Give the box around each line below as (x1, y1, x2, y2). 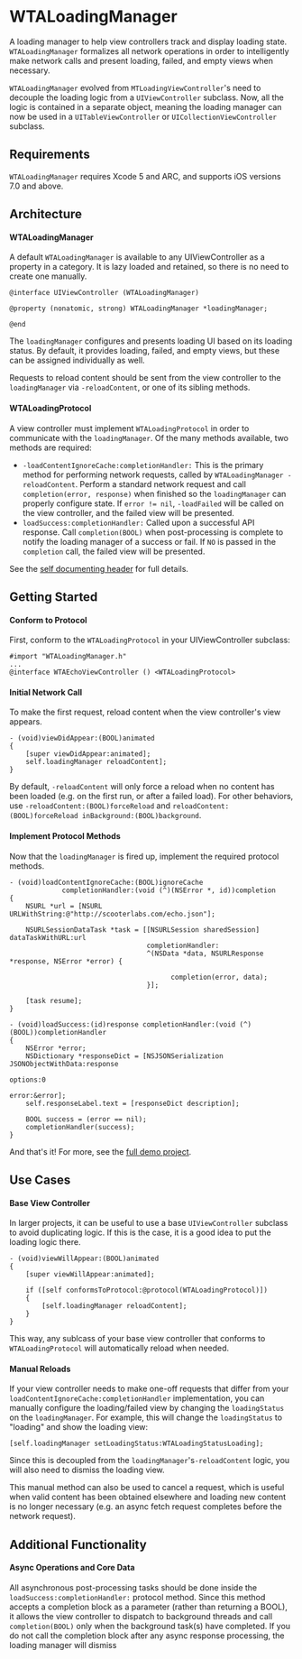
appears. (9, 716, 42, 727)
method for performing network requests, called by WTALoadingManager (22, 469, 284, 480)
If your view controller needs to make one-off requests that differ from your (9, 1383, 289, 1395)
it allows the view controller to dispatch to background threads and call (9, 1610, 273, 1621)
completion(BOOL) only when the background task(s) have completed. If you (9, 1620, 291, 1631)
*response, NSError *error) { (9, 956, 124, 966)
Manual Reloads (9, 1363, 71, 1374)
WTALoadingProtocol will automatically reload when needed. (9, 1342, 230, 1354)
